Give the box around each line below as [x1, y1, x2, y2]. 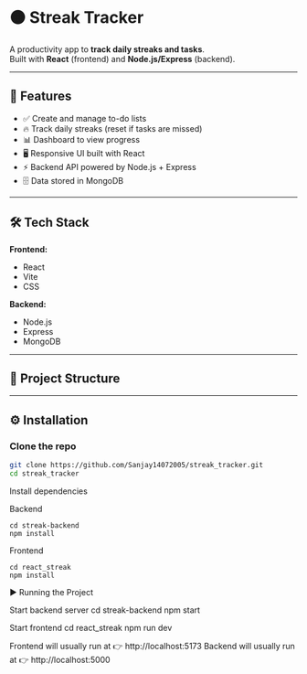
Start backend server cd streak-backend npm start [9, 604, 201, 615]
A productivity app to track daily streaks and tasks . [9, 43, 206, 55]
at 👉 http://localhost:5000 [9, 654, 111, 665]
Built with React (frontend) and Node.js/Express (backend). [9, 53, 236, 64]
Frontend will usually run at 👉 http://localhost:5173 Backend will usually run [9, 640, 295, 651]
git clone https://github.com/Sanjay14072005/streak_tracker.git [9, 461, 263, 470]
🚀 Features [9, 89, 72, 104]
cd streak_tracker [9, 468, 79, 478]
